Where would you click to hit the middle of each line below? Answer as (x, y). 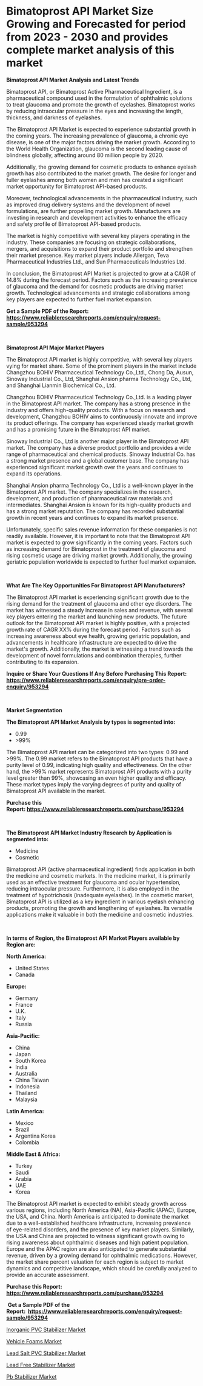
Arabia (23, 1178)
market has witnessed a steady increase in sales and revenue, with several (99, 610)
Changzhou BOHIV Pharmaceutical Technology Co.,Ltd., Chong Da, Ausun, (100, 372)
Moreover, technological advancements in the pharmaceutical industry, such (102, 198)
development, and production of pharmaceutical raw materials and (89, 498)
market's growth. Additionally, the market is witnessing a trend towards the (100, 649)
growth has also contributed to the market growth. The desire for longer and (101, 173)
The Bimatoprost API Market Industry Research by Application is (89, 833)
